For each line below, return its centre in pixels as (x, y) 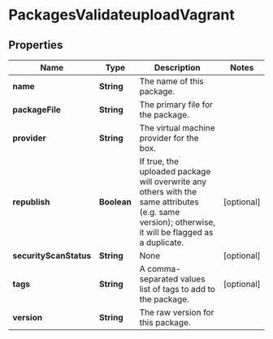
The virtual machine (177, 128)
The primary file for (176, 105)
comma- (164, 269)
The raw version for (177, 312)
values (193, 279)
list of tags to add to (177, 289)
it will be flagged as (176, 232)
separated (159, 279)
